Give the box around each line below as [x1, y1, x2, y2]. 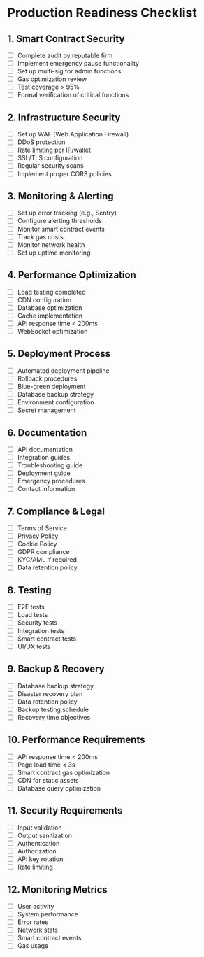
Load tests [17, 611, 48, 619]
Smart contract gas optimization [17, 768, 110, 777]
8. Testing [7, 584, 52, 596]
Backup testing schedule [17, 705, 89, 714]
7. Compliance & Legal [7, 505, 105, 517]
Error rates [17, 918, 49, 926]
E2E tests [17, 603, 45, 611]
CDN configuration [17, 295, 72, 304]
